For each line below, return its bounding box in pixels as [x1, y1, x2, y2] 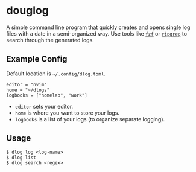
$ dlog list [6, 154, 36, 161]
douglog [6, 4, 49, 18]
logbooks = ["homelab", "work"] [6, 92, 87, 98]
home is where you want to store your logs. [14, 109, 119, 116]
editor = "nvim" [6, 81, 47, 88]
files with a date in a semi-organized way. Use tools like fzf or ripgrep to [6, 30, 188, 37]
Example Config [6, 54, 68, 64]
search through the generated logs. [6, 36, 95, 43]
